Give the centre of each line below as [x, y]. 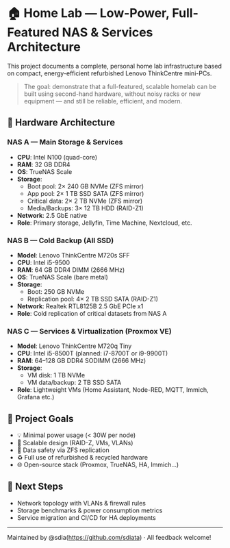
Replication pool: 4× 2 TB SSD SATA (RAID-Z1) [93, 299]
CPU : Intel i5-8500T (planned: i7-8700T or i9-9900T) [92, 353]
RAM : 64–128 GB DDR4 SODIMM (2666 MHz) [81, 361]
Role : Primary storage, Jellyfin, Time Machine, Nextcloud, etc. [105, 223]
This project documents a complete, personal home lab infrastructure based [115, 66]
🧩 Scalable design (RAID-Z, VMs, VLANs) [75, 443]
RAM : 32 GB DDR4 [43, 164]
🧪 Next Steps [35, 487]
